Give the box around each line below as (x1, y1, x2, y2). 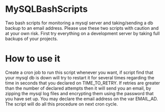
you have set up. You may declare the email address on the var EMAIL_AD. (5, 96, 158, 102)
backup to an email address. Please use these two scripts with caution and (5, 25, 159, 31)
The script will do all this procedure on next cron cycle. (5, 101, 118, 107)
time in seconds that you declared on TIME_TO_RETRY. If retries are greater (5, 80, 161, 86)
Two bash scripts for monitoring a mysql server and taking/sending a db (5, 20, 154, 26)
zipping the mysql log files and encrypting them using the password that (5, 90, 154, 96)
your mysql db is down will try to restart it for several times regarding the (5, 74, 155, 80)
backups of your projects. (5, 36, 58, 42)
